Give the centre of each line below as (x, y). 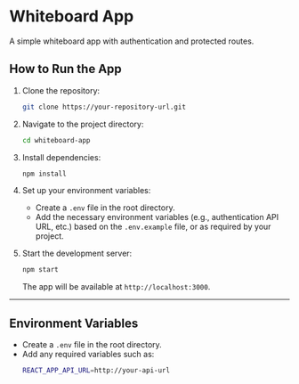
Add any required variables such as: (88, 355)
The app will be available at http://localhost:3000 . (116, 287)
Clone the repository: (61, 90)
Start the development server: (77, 253)
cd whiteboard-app (56, 140)
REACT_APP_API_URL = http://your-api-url (96, 371)
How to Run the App (65, 69)
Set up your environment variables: (86, 191)
